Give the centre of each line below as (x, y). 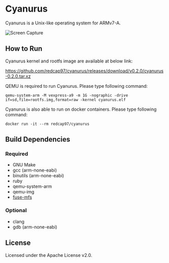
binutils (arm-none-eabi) (38, 176)
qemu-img (23, 192)
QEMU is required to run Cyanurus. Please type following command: (77, 86)
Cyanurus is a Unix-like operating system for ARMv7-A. (63, 23)
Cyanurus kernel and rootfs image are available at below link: (69, 61)
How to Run (24, 49)
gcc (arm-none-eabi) (35, 170)
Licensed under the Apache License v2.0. (49, 255)
